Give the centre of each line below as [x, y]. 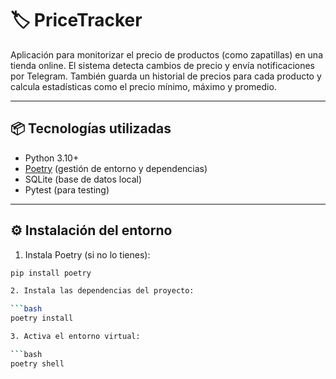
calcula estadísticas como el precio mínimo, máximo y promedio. [143, 86]
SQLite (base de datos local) [83, 179]
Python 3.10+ [52, 158]
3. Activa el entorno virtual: [75, 337]
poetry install [42, 318]
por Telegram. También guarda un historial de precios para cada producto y [166, 76]
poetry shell [37, 363]
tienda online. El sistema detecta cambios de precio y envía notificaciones [163, 65]
